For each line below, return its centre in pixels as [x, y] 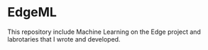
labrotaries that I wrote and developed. [64, 39]
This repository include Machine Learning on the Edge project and [104, 32]
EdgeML [32, 12]
